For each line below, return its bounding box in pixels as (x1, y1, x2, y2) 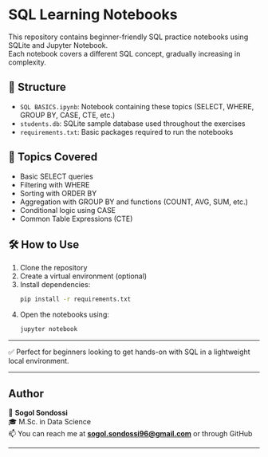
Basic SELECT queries (19, 171, 93, 181)
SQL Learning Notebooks (8, 6, 178, 24)
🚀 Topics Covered (8, 150, 98, 164)
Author (8, 387, 44, 400)
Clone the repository (19, 263, 88, 273)
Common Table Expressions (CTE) (19, 214, 133, 223)
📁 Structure (8, 81, 66, 94)
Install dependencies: (19, 280, 91, 290)
